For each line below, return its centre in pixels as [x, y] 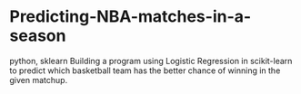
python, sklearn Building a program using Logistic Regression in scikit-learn [151, 61]
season [38, 36]
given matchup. [39, 80]
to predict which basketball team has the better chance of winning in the [145, 70]
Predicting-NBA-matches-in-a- [130, 17]
